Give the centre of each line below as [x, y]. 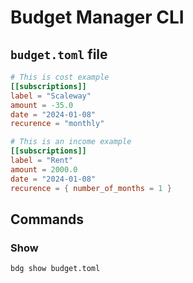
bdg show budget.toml [55, 269]
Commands [47, 219]
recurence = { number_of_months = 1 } [91, 188]
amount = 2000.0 [44, 169]
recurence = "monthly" [57, 124]
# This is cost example [60, 77]
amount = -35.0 [42, 105]
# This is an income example [71, 142]
